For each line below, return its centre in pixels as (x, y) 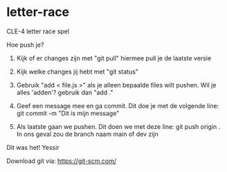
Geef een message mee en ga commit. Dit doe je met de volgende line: (118, 105)
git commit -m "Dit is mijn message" (68, 113)
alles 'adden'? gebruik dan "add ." (65, 92)
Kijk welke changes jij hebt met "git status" (78, 71)
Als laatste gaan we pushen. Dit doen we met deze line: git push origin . (118, 126)
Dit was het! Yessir (33, 147)
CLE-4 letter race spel (38, 31)
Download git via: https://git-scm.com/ (62, 161)
